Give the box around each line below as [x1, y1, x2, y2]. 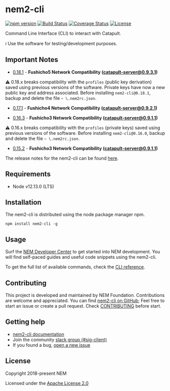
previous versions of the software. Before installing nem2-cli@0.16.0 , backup [5, 130, 165, 136]
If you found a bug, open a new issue [12, 342, 90, 348]
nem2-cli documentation [12, 331, 64, 337]
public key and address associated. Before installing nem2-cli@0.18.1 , [5, 89, 151, 96]
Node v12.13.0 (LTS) [12, 183, 54, 189]
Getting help [5, 318, 45, 326]
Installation [5, 198, 42, 206]
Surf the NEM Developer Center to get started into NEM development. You [5, 249, 160, 255]
